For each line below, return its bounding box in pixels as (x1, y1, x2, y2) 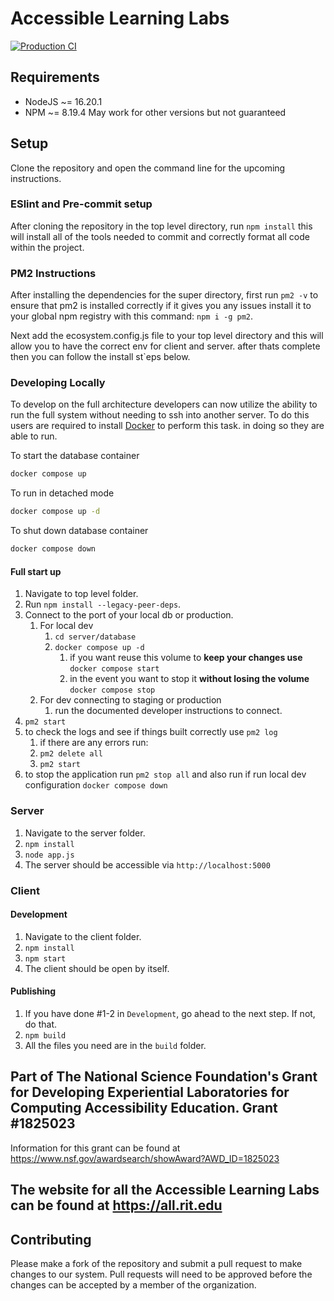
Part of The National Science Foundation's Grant (10, 1068, 318, 1086)
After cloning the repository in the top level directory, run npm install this (10, 220, 313, 232)
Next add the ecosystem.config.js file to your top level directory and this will (10, 330, 324, 342)
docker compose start (69, 664, 160, 674)
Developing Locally (10, 376, 106, 390)
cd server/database (54, 632, 137, 642)
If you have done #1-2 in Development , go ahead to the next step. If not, (24, 1007, 316, 1019)
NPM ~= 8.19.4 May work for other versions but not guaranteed (24, 106, 287, 118)
